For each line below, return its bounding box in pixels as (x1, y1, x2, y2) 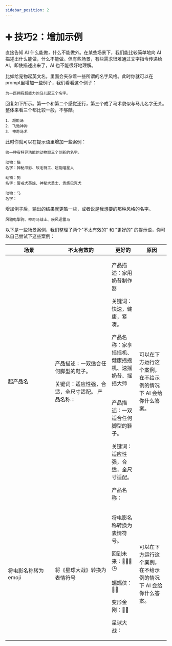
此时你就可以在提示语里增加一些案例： (5, 138, 86, 144)
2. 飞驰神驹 (5, 123, 28, 128)
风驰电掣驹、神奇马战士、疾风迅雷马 (5, 217, 71, 222)
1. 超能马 (5, 118, 24, 123)
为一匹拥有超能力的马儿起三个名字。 (5, 90, 71, 96)
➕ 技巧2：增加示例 (5, 31, 83, 43)
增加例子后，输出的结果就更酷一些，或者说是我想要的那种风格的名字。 (5, 206, 154, 212)
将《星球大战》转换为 (55, 566, 106, 574)
